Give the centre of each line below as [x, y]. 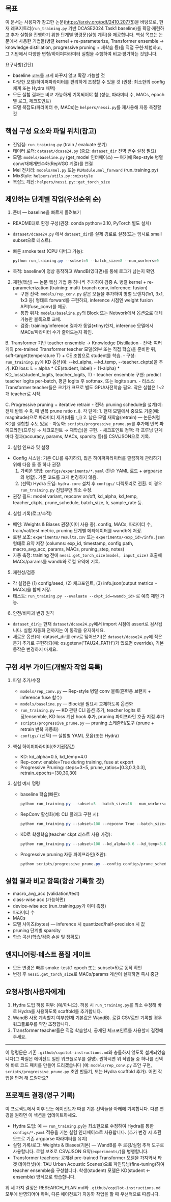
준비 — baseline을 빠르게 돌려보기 [47, 212]
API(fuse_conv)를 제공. [44, 307]
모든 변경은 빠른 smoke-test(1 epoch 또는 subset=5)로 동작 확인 [77, 968]
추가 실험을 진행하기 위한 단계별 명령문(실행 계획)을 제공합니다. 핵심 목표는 [84, 35]
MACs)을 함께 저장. [32, 590]
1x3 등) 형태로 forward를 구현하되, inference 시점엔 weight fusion [87, 300]
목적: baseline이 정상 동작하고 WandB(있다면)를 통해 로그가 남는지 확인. [84, 271]
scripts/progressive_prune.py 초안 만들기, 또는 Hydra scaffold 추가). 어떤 [81, 1072]
